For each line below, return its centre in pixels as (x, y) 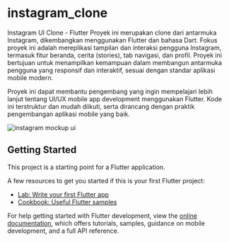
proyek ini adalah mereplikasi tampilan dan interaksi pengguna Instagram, (114, 47)
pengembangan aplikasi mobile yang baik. (69, 114)
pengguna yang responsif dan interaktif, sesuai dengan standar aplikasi (111, 70)
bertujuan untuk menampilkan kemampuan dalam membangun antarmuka (115, 62)
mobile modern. (30, 77)
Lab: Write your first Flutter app (63, 194)
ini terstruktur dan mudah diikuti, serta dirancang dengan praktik (101, 106)
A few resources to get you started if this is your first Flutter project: (106, 180)
